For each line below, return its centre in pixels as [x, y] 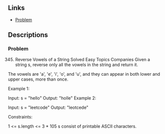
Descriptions [28, 35]
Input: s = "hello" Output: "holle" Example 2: [52, 98]
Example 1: [19, 88]
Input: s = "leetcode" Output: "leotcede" [48, 107]
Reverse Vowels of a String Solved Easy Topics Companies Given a [82, 59]
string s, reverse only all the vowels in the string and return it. [76, 65]
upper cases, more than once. [38, 79]
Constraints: [20, 117]
